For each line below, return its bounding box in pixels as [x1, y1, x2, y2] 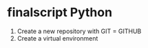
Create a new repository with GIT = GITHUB [17, 27, 142, 35]
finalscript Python [7, 5, 112, 20]
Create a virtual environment [17, 34, 98, 42]
